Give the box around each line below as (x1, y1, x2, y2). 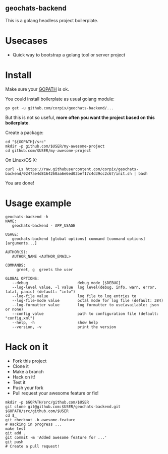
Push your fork (12, 384, 44, 391)
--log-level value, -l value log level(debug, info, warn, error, (12, 285, 157, 290)
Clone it (12, 363, 29, 369)
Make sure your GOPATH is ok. (5, 86, 70, 92)
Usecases (5, 35, 48, 46)
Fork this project (12, 358, 47, 364)
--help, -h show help (12, 320, 98, 325)
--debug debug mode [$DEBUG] (12, 280, 121, 285)
